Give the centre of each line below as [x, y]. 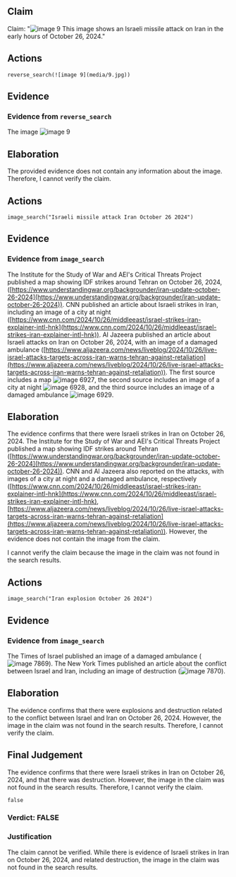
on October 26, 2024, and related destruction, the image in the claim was [113, 859]
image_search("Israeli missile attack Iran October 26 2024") [100, 217]
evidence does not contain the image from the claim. [84, 539]
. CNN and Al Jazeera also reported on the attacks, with [143, 471]
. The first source [190, 372]
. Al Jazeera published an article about [155, 335]
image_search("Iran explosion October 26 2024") [80, 599]
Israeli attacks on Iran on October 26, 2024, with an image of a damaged [112, 342]
